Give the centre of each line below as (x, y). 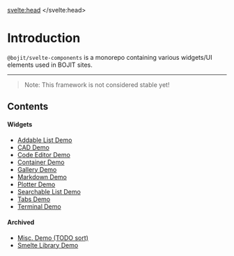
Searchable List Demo (49, 191)
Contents (28, 107)
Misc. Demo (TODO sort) (53, 238)
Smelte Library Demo (48, 245)
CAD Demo (33, 147)
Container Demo (41, 162)
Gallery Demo (37, 169)
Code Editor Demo (44, 154)
